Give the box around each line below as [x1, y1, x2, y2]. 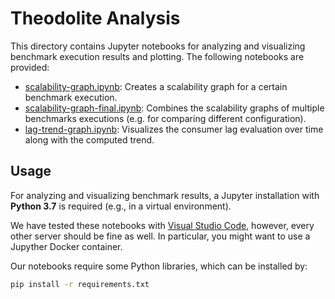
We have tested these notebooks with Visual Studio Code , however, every [10, 219, 315, 231]
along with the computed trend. [24, 133, 155, 146]
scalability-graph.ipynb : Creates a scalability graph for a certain [24, 80, 288, 92]
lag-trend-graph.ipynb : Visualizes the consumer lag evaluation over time [24, 123, 324, 135]
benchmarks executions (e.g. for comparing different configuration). [24, 112, 307, 124]
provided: [10, 61, 50, 73]
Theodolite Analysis [10, 7, 181, 30]
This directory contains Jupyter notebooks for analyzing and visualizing [10, 40, 306, 52]
